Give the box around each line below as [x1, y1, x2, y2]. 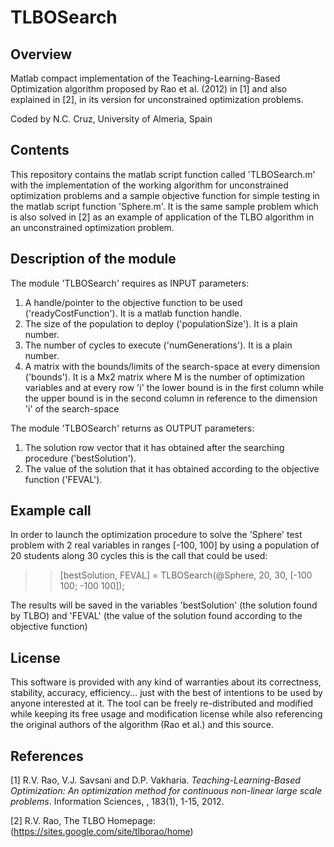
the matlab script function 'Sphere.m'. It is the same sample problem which [10, 200, 319, 212]
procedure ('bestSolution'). [24, 452, 137, 464]
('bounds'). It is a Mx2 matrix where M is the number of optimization [24, 371, 306, 383]
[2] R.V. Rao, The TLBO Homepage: [10, 815, 156, 827]
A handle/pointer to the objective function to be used [24, 296, 243, 308]
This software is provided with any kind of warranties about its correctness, [10, 676, 322, 688]
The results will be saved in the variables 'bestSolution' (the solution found [10, 599, 318, 611]
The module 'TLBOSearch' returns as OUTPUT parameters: [10, 422, 255, 434]
